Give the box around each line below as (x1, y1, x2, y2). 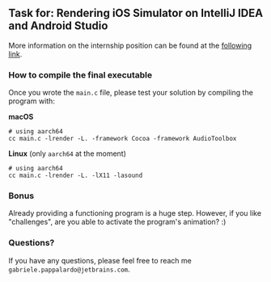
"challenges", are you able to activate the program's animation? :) (8, 217, 227, 227)
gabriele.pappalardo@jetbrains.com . (8, 264, 131, 274)
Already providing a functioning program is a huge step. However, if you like (8, 208, 261, 218)
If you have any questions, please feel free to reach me (8, 255, 192, 265)
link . (8, 48, 23, 59)
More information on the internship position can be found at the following (8, 40, 252, 50)
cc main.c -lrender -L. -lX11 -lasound (8, 171, 143, 180)
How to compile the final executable (8, 69, 153, 80)
